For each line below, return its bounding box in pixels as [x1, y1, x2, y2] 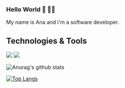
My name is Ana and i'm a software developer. [6, 19, 120, 26]
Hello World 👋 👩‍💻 [6, 5, 56, 14]
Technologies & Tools [6, 35, 87, 46]
